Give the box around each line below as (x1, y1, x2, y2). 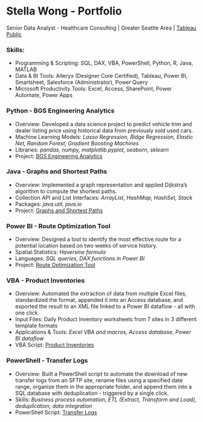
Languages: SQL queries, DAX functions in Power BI (14, 255, 145, 262)
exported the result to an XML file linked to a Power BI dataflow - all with (14, 303, 195, 310)
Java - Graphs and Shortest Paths (6, 167, 108, 176)
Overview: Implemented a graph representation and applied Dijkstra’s (14, 181, 187, 188)
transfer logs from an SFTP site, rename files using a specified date (14, 376, 183, 384)
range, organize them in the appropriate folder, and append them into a (14, 383, 192, 390)
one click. (14, 309, 40, 316)
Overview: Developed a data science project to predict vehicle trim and (14, 120, 192, 127)
